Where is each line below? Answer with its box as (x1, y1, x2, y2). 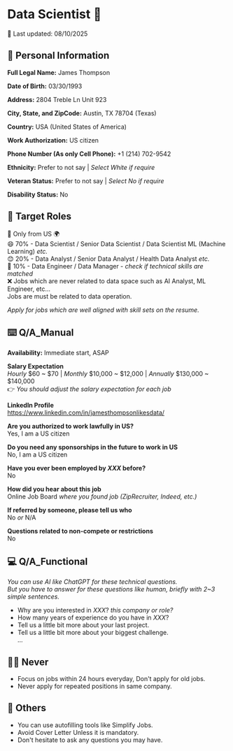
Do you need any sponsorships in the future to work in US (7, 443, 178, 452)
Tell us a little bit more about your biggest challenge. (17, 629, 169, 637)
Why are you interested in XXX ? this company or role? (17, 606, 174, 615)
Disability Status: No (7, 190, 69, 199)
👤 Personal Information (7, 50, 110, 62)
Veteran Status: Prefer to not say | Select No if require (7, 176, 164, 185)
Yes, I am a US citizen (7, 429, 70, 438)
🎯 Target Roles (7, 210, 72, 222)
